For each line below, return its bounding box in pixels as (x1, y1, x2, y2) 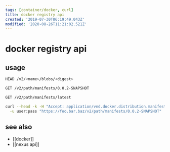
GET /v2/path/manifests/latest (5, 95, 71, 100)
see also (5, 123, 32, 131)
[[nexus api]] (12, 141, 39, 147)
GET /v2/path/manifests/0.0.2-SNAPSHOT (5, 86, 90, 91)
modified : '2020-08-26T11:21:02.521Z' (5, 21, 87, 27)
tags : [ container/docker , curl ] (5, 7, 73, 13)
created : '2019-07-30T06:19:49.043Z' (5, 17, 85, 22)
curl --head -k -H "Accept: (5, 104, 65, 109)
